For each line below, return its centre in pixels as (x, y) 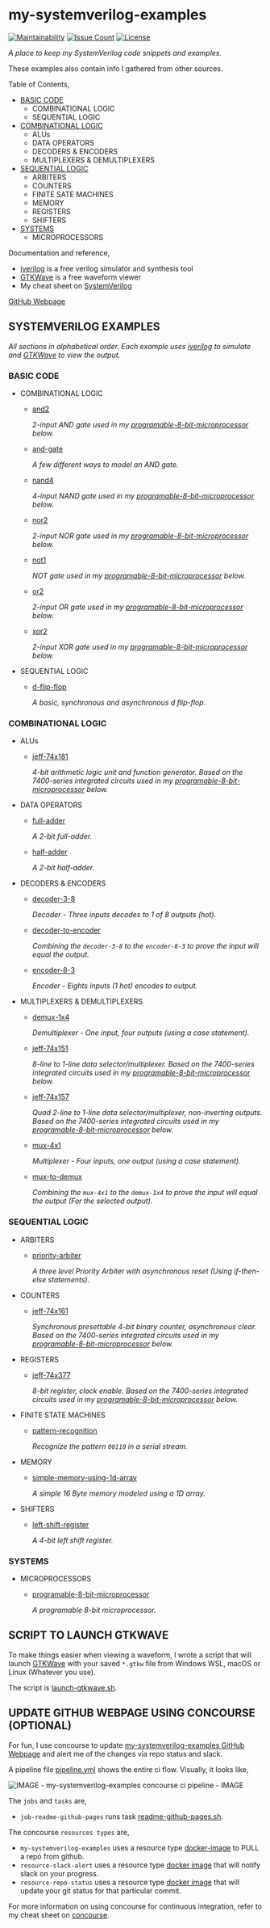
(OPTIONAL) (40, 1726)
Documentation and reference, (59, 253)
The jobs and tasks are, (48, 1800)
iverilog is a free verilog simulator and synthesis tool (106, 268)
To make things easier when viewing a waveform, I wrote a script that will (130, 1655)
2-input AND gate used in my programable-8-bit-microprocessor (140, 425)
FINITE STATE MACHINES (63, 1415)
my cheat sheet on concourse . (59, 1915)
